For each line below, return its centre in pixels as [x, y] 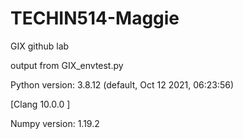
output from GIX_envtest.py [67, 65]
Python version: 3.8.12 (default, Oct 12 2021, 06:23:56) [122, 84]
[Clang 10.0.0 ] [40, 104]
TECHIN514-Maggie [95, 18]
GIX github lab [40, 46]
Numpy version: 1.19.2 [55, 123]
